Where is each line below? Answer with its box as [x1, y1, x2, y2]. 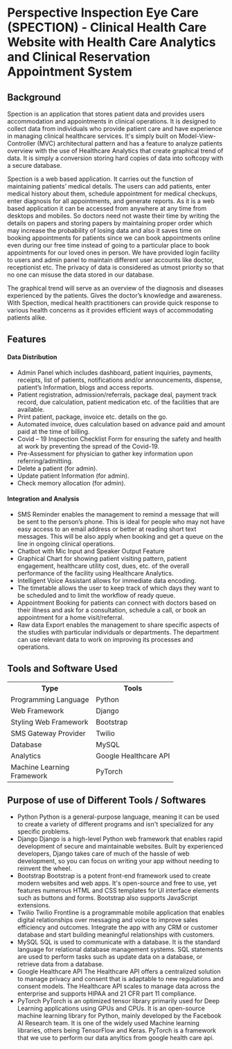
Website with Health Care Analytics [7, 35, 216, 50]
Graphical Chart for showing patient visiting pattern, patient [17, 554, 187, 562]
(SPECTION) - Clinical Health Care [7, 19, 207, 35]
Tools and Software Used [7, 663, 118, 675]
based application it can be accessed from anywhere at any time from [7, 205, 207, 212]
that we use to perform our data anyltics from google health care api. [17, 1034, 215, 1042]
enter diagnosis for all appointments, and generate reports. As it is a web [7, 197, 215, 205]
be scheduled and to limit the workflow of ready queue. [17, 591, 176, 599]
